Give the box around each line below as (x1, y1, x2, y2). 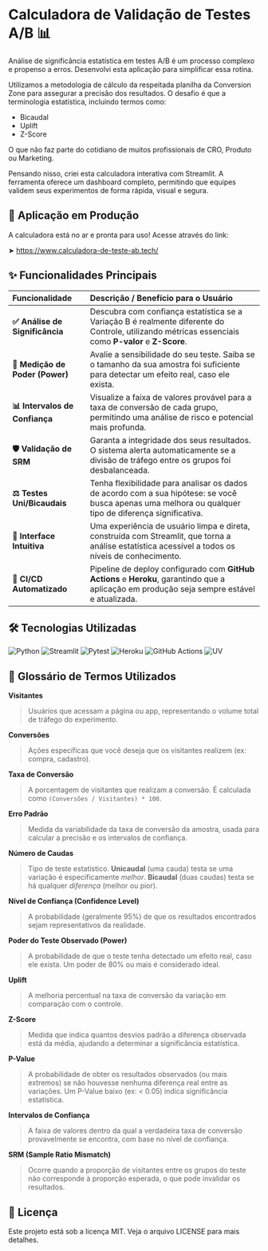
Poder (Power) (12, 369, 69, 380)
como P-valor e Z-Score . (89, 335, 187, 346)
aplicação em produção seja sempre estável (89, 583, 255, 594)
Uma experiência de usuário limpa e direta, (89, 521, 250, 532)
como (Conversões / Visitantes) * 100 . (27, 794, 162, 803)
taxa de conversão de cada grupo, (89, 402, 219, 413)
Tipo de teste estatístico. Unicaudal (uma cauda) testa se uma (27, 864, 234, 873)
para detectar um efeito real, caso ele (89, 369, 230, 380)
